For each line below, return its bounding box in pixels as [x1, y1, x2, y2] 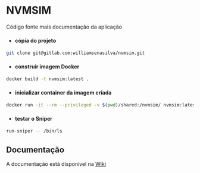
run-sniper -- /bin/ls [6, 128, 62, 134]
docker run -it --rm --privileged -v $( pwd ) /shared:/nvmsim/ [6, 102, 161, 108]
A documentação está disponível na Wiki [6, 161, 106, 168]
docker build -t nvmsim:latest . [6, 76, 89, 82]
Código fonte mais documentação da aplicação [6, 23, 123, 30]
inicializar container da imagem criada [14, 89, 112, 96]
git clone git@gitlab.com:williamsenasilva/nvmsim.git [6, 50, 145, 56]
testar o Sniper [14, 115, 52, 122]
